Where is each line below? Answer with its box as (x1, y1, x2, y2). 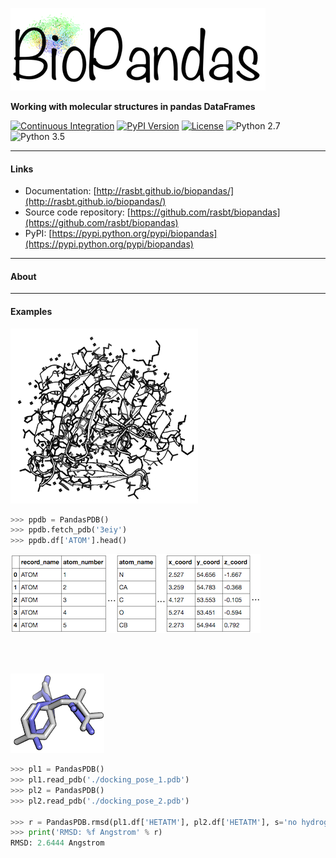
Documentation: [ (24, 185, 97, 197)
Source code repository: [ (24, 206, 131, 218)
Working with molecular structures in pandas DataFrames (10, 101, 256, 112)
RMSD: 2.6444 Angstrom (10, 838, 105, 848)
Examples (10, 306, 53, 317)
